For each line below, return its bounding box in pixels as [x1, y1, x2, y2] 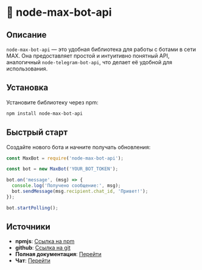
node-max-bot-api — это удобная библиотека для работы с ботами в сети [6, 46, 197, 53]
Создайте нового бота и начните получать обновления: [6, 143, 151, 150]
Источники [6, 221, 50, 232]
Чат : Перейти [15, 257, 50, 265]
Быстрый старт [6, 127, 68, 138]
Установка [6, 83, 49, 93]
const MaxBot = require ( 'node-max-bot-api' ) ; [6, 155, 124, 161]
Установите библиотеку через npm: [6, 98, 99, 106]
